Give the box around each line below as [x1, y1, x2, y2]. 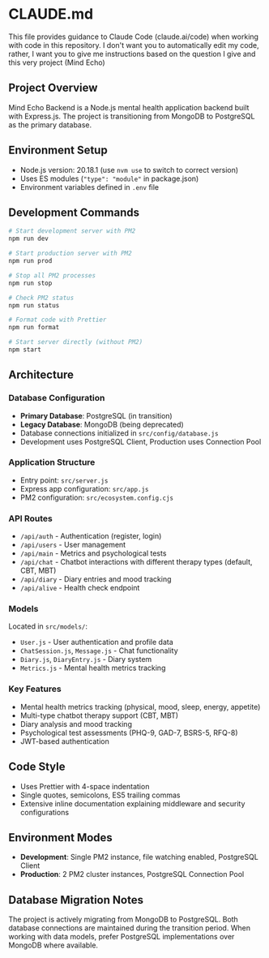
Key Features [8, 683, 62, 694]
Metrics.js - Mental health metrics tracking [19, 663, 166, 673]
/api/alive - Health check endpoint [19, 583, 140, 593]
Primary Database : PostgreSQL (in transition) [19, 410, 173, 420]
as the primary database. [8, 119, 92, 130]
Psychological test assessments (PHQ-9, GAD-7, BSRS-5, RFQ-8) [19, 728, 238, 737]
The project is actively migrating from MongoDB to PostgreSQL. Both [8, 914, 239, 925]
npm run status [8, 301, 60, 309]
